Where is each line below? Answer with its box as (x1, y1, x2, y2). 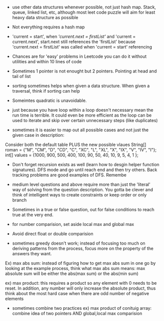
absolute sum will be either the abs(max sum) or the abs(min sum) (5, 271, 139, 276)
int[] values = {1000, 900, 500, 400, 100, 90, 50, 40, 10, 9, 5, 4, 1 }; (5, 152, 139, 158)
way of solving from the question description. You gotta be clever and (12, 187, 153, 193)
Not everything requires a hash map (12, 24, 85, 30)
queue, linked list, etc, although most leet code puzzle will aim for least (12, 9, 155, 15)
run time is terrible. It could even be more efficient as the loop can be (12, 112, 152, 118)
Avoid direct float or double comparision (12, 231, 94, 237)
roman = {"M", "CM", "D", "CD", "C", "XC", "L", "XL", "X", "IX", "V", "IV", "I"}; (5, 147, 157, 152)
